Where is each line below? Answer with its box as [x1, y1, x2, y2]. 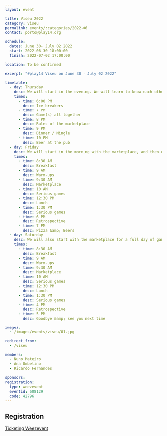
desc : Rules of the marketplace [23, 121, 90, 127]
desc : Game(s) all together [23, 112, 81, 117]
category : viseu [5, 21, 39, 26]
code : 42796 [9, 394, 35, 399]
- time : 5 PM [18, 312, 46, 317]
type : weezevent [9, 384, 43, 389]
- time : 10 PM [18, 135, 48, 140]
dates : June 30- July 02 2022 [9, 44, 72, 49]
